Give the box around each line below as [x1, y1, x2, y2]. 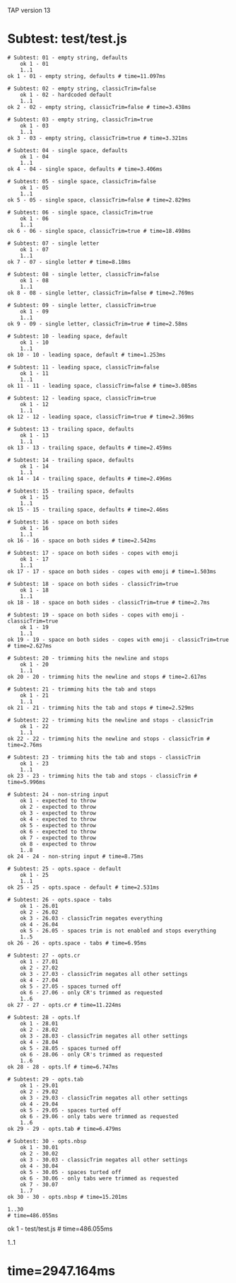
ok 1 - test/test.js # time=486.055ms [7, 1224, 113, 1233]
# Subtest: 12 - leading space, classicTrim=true [7, 394, 157, 402]
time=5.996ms [7, 778, 46, 786]
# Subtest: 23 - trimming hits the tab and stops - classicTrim [7, 754, 201, 761]
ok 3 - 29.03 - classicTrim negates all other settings [20, 1094, 189, 1101]
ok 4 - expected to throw [20, 815, 97, 823]
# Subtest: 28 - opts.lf [7, 1013, 81, 1021]
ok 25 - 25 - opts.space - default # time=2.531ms [7, 884, 160, 891]
